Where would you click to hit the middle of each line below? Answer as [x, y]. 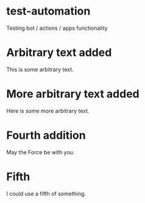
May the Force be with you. [41, 152]
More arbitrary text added [73, 94]
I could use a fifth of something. [46, 193]
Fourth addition [46, 136]
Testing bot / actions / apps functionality [57, 28]
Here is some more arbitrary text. [48, 111]
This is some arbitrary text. [40, 69]
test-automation [48, 11]
